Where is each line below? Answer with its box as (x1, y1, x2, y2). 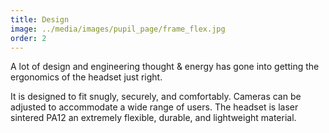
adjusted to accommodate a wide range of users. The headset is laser (10, 101, 299, 113)
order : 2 (10, 33, 47, 43)
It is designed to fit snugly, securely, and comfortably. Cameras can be (10, 91, 302, 103)
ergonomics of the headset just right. (10, 71, 163, 83)
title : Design (10, 14, 70, 25)
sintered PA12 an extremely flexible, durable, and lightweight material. (10, 112, 297, 124)
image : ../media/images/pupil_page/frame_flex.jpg (10, 24, 226, 34)
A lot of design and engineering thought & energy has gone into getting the (10, 61, 320, 73)
